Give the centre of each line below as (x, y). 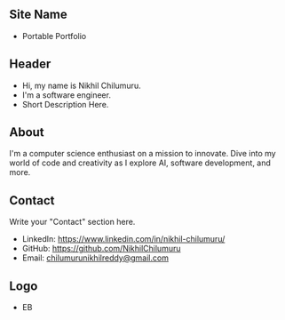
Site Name (39, 15)
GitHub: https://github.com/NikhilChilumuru (101, 249)
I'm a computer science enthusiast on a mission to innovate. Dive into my (143, 154)
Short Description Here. (65, 104)
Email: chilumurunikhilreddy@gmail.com (95, 258)
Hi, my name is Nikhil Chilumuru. (81, 85)
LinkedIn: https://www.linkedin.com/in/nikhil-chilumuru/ (123, 239)
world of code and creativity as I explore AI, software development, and (140, 163)
